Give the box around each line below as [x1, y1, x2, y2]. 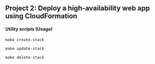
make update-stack [5, 46, 44, 51]
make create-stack [5, 37, 44, 42]
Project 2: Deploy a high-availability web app [5, 4, 150, 13]
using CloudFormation [5, 12, 78, 21]
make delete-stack [5, 55, 44, 60]
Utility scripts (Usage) [5, 26, 53, 32]
